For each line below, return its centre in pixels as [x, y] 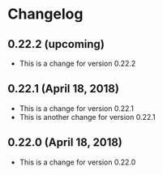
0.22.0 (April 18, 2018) [65, 143]
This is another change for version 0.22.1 [87, 117]
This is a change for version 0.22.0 [77, 162]
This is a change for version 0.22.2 [77, 63]
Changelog [45, 14]
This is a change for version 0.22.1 [77, 108]
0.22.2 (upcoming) [56, 44]
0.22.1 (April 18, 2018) [63, 89]
